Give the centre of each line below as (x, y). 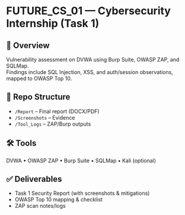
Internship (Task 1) (53, 23)
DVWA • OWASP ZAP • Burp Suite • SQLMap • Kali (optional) (81, 161)
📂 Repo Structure (38, 97)
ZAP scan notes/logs (40, 206)
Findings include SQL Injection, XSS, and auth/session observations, (90, 72)
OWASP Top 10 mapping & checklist (58, 200)
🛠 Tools (21, 143)
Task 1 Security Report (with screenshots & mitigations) (82, 193)
